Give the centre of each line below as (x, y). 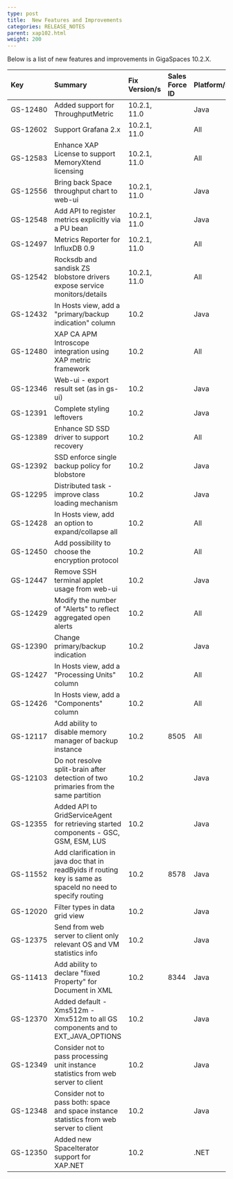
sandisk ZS (72, 268)
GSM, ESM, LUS (80, 841)
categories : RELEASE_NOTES (46, 26)
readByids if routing (86, 870)
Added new (73, 1139)
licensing (69, 171)
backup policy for (83, 466)
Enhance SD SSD (82, 429)
